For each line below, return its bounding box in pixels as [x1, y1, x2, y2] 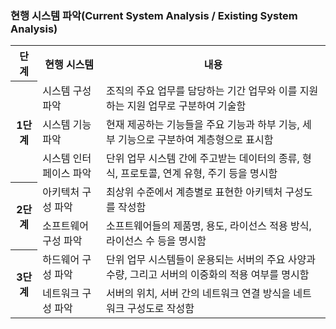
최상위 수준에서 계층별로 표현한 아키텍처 [105, 185, 283, 199]
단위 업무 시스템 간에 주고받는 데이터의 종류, [105, 151, 300, 165]
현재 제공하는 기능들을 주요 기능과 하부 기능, [105, 117, 300, 131]
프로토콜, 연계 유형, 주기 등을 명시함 [120, 166, 278, 180]
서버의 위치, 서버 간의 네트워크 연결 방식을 [105, 286, 291, 300]
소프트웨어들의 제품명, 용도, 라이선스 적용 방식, [105, 218, 312, 232]
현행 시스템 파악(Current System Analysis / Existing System [10, 8, 298, 22]
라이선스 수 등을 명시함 [105, 233, 207, 247]
